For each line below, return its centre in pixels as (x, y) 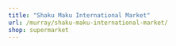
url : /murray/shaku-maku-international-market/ (88, 23)
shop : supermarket (38, 30)
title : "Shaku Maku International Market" (79, 15)
